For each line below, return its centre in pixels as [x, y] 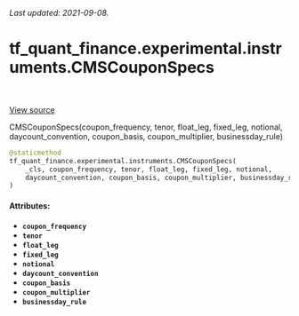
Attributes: [30, 205]
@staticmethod [36, 153]
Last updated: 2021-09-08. [59, 13]
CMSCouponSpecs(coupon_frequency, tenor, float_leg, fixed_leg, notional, [146, 127]
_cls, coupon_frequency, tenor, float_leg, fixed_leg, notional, [149, 169]
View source [32, 109]
